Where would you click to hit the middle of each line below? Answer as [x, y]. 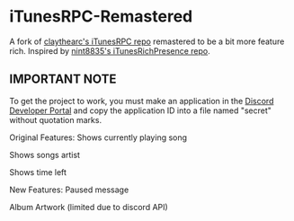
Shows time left [38, 172]
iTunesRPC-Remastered [101, 17]
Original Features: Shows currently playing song [98, 137]
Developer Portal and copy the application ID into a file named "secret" [141, 110]
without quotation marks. [55, 119]
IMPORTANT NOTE [63, 80]
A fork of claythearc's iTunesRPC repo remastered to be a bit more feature [147, 41]
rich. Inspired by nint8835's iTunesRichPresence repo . [110, 50]
